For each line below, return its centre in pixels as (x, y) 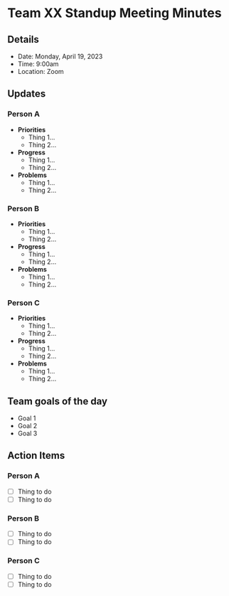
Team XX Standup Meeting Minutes (114, 13)
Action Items (36, 456)
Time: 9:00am (38, 64)
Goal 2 (27, 426)
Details (23, 39)
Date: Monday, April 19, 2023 (60, 56)
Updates (27, 94)
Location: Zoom (41, 71)
